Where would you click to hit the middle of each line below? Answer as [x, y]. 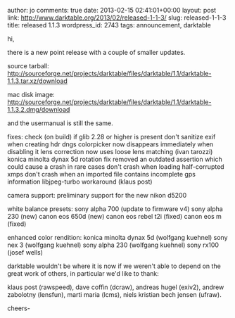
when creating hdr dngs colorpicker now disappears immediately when [110, 144]
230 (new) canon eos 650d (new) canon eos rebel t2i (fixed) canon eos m [114, 216]
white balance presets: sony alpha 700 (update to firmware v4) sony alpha [115, 209]
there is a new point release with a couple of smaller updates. [96, 52]
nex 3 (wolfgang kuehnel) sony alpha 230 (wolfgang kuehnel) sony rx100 [113, 245]
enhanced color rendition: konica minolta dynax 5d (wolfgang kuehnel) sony [118, 237]
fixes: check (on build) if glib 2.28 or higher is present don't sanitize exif [112, 137]
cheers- [19, 308]
